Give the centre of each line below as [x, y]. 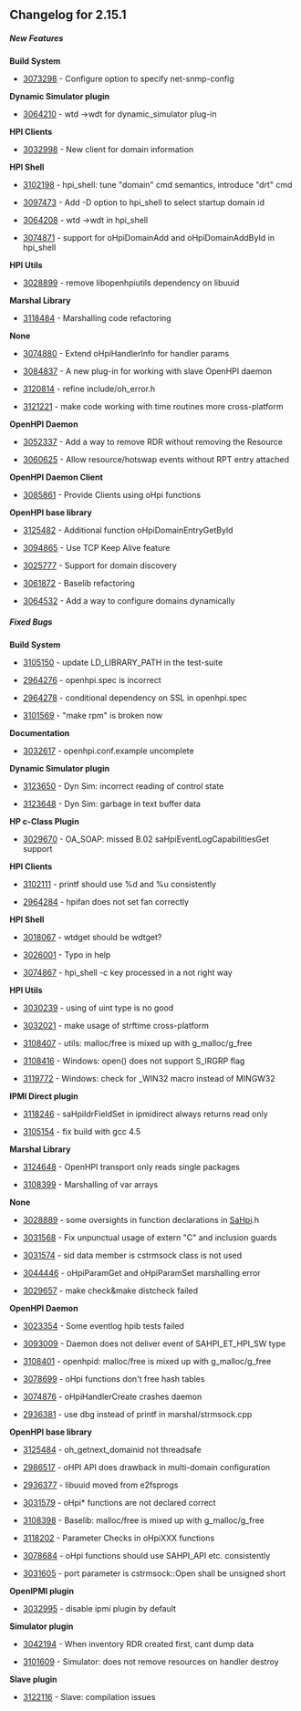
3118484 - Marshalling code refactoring [97, 318]
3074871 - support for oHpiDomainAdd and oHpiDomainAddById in [149, 238]
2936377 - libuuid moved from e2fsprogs [100, 1485]
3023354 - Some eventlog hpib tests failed [104, 1326]
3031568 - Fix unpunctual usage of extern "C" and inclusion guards [150, 1238]
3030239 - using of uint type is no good [98, 1008]
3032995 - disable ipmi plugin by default [99, 1609]
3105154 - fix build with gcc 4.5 [82, 1132]
